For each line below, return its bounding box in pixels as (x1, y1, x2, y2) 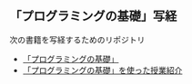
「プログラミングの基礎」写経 (9, 8, 177, 24)
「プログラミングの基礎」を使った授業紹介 (22, 64, 183, 75)
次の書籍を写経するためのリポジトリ (9, 34, 146, 45)
